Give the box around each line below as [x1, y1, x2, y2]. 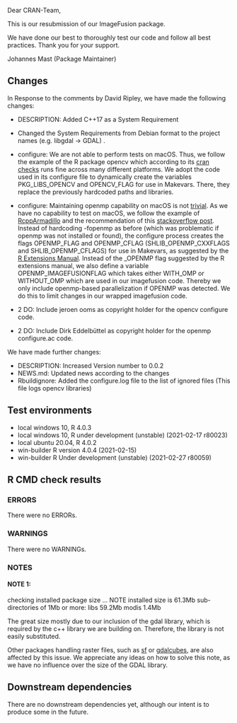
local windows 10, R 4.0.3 [17, 423, 92, 432]
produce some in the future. [7, 707, 89, 716]
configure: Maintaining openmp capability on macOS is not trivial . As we [17, 201, 229, 209]
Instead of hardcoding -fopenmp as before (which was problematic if [17, 224, 219, 232]
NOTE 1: [7, 580, 31, 589]
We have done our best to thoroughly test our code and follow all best [7, 33, 211, 42]
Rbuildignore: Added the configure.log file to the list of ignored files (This [17, 376, 231, 385]
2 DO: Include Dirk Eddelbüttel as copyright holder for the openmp [17, 326, 212, 335]
